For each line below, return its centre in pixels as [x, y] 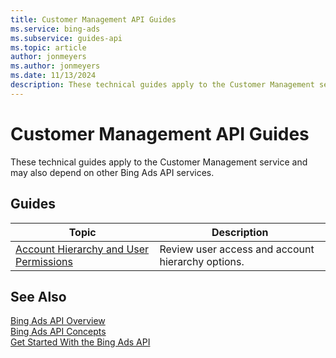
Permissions [44, 261]
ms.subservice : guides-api [66, 38]
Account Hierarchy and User [82, 249]
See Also [38, 296]
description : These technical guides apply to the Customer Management [162, 85]
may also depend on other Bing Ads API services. [112, 172]
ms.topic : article [48, 47]
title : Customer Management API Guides [93, 19]
